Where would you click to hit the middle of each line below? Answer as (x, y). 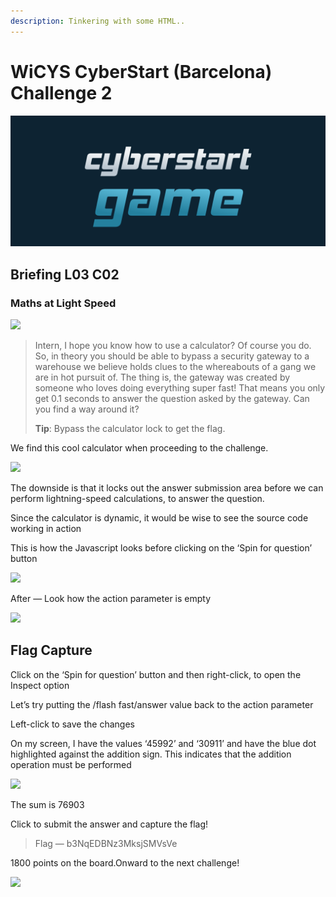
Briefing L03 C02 (65, 274)
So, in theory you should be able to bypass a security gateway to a (172, 356)
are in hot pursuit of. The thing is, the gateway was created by (162, 377)
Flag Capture (51, 650)
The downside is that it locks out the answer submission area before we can (167, 487)
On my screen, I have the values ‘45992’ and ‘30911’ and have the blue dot (163, 743)
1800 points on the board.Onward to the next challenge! (125, 862)
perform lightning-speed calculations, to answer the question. (137, 498)
